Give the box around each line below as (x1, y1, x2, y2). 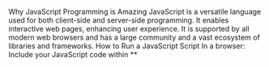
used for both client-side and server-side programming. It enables (8, 15, 229, 25)
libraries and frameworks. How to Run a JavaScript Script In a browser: (8, 41, 246, 51)
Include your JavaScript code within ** (8, 50, 138, 59)
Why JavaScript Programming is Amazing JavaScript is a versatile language (8, 7, 262, 16)
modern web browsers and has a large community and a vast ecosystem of (8, 32, 261, 42)
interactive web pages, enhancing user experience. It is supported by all (8, 24, 250, 33)
